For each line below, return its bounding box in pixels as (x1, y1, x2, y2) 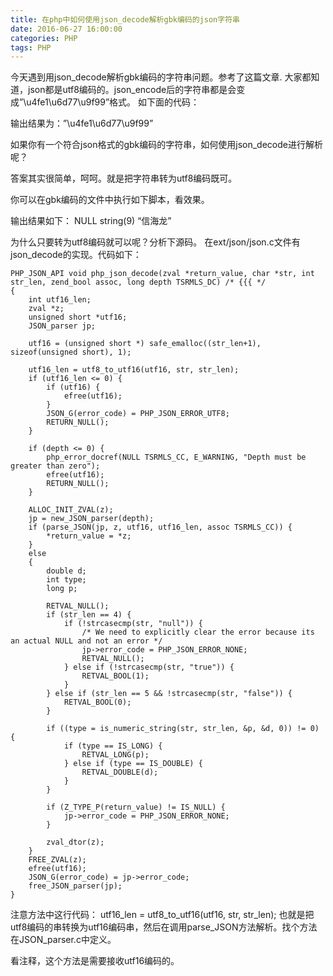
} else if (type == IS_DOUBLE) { (63, 759, 203, 769)
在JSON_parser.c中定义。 (10, 934, 117, 946)
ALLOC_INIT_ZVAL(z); (28, 505, 114, 515)
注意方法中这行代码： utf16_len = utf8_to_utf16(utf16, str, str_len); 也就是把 (10, 909, 315, 921)
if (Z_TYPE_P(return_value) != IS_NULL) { (46, 802, 226, 813)
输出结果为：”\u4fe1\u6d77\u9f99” (10, 117, 154, 130)
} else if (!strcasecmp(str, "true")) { (63, 662, 235, 673)
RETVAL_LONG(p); (81, 750, 150, 760)
